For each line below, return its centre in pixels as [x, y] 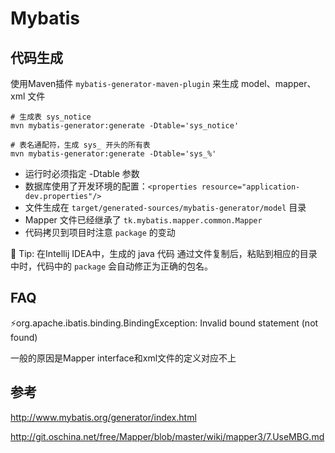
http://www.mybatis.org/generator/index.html [103, 417]
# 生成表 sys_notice [51, 117]
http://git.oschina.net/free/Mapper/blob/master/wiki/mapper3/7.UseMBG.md [167, 436]
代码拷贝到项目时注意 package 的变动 [100, 232]
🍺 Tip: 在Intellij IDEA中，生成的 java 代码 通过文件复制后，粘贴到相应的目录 [164, 253]
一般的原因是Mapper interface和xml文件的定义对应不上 [123, 358]
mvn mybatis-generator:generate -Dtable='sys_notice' [125, 126]
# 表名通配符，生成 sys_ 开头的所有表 [80, 145]
